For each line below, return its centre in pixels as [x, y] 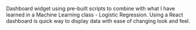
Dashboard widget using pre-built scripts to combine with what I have [91, 9]
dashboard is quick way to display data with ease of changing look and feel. [98, 21]
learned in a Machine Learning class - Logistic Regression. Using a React [95, 15]
